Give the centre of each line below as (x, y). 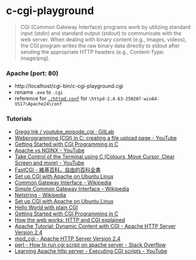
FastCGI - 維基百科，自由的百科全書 (58, 170)
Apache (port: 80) (32, 73)
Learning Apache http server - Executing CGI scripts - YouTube (91, 251)
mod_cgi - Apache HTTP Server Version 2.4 (68, 238)
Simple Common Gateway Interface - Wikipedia (72, 189)
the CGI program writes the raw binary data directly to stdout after (100, 46)
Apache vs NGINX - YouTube (49, 150)
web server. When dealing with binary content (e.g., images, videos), (103, 39)
